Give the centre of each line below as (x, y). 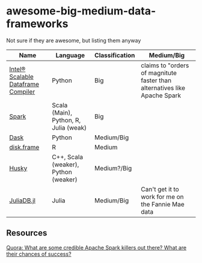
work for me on (163, 196)
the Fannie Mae (163, 204)
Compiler (22, 91)
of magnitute (159, 73)
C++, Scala (67, 157)
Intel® (17, 69)
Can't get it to (160, 189)
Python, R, (66, 120)
